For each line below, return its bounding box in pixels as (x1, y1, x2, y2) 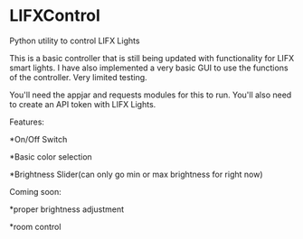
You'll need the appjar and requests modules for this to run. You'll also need (9, 89, 292, 100)
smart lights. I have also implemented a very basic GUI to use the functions (9, 62, 289, 73)
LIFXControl (9, 5, 101, 26)
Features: (9, 116, 45, 127)
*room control (9, 221, 62, 232)
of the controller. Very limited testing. (9, 71, 147, 82)
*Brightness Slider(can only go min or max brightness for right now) (9, 169, 264, 179)
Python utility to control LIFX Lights (9, 35, 140, 46)
